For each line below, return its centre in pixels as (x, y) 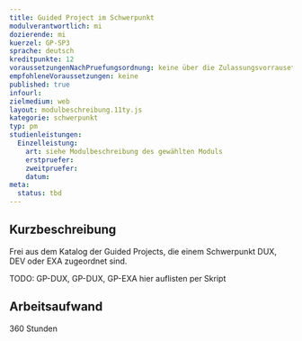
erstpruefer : (50, 160)
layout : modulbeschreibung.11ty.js (76, 110)
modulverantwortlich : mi (56, 26)
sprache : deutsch (42, 51)
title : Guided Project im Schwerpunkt (82, 18)
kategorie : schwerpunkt (54, 118)
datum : (38, 176)
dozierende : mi (38, 34)
